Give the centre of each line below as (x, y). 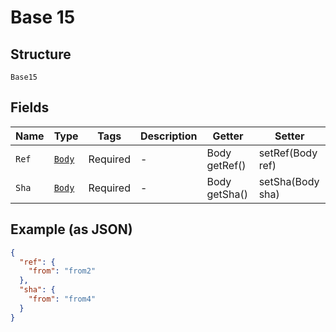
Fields (30, 107)
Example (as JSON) (71, 229)
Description (168, 136)
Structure (41, 54)
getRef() (226, 165)
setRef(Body (288, 153)
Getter (228, 136)
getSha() (227, 194)
